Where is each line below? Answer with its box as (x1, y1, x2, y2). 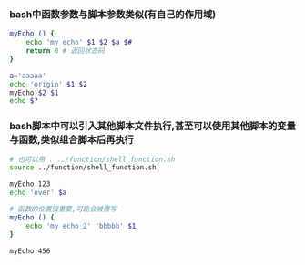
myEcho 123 (9, 179, 51, 189)
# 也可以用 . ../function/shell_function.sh (9, 155, 176, 164)
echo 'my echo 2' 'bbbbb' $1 (25, 221, 137, 230)
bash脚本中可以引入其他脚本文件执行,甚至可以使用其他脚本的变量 (9, 120, 296, 133)
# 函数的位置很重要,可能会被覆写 (9, 205, 117, 214)
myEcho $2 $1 (9, 88, 59, 97)
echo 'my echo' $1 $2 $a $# (25, 38, 132, 47)
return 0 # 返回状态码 (25, 46, 105, 56)
